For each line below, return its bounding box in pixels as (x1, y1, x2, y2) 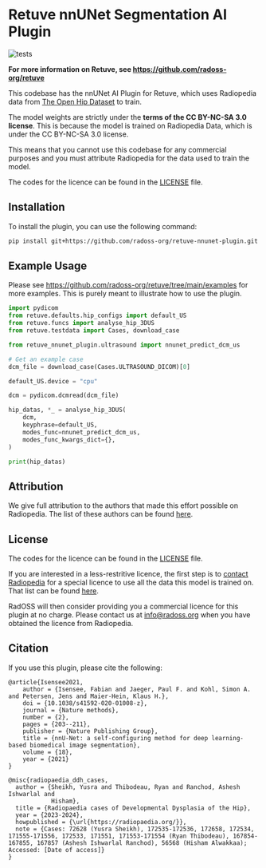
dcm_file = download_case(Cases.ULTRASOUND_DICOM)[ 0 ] (8, 363, 191, 371)
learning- (211, 734, 244, 742)
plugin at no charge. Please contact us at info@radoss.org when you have (8, 610, 251, 620)
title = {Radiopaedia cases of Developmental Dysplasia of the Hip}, (15, 804, 251, 812)
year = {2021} (22, 755, 69, 763)
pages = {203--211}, (22, 720, 91, 728)
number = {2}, (22, 713, 69, 721)
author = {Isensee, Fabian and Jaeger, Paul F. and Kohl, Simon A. (22, 685, 251, 693)
